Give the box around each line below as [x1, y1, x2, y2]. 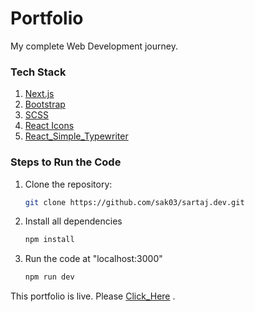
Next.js [24, 88, 55, 100]
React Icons [24, 120, 75, 132]
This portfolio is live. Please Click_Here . [10, 290, 176, 302]
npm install [24, 235, 75, 245]
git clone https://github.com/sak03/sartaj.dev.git [24, 197, 245, 207]
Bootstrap [24, 98, 66, 111]
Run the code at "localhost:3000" [24, 253, 163, 265]
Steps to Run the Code [10, 155, 122, 169]
